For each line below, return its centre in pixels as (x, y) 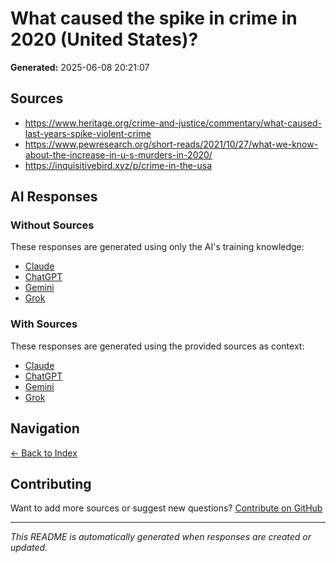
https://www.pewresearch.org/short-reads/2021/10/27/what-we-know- (171, 144)
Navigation (45, 428)
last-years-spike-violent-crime (88, 133)
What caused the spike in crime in (154, 18)
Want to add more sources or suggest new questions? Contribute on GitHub (166, 508)
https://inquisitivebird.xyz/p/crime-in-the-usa (118, 165)
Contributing (51, 483)
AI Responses (54, 197)
